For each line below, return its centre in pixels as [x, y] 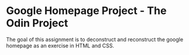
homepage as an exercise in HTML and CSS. [60, 46]
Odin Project [37, 23]
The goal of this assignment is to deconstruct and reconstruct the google [95, 39]
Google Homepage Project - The [86, 11]
